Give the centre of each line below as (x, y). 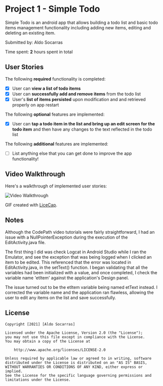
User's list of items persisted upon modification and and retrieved (79, 99)
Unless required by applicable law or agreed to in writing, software (78, 358)
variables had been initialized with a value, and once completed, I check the (81, 272)
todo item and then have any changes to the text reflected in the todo (82, 129)
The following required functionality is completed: (55, 79)
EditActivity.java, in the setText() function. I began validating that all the (76, 267)
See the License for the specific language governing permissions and (78, 375)
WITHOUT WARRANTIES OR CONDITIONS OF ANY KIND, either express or (74, 367)
